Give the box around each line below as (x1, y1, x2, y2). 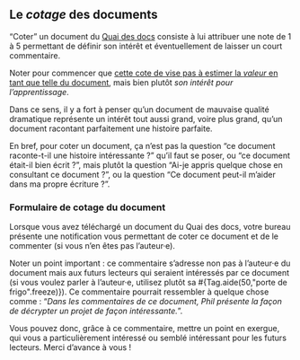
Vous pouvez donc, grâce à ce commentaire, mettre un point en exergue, (9, 323, 280, 334)
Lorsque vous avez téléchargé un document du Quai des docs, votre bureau (9, 222, 291, 233)
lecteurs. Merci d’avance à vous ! (9, 342, 132, 353)
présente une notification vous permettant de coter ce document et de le (9, 231, 279, 241)
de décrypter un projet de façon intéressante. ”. (9, 305, 183, 317)
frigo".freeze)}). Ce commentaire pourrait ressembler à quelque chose (9, 286, 269, 297)
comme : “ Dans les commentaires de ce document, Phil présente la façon (9, 296, 283, 307)
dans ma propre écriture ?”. (9, 179, 110, 189)
